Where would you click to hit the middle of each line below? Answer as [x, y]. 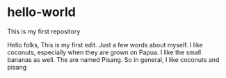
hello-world [42, 12]
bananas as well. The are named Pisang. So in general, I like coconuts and [113, 59]
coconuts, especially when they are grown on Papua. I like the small [104, 52]
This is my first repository [44, 31]
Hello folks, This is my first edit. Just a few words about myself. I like [105, 45]
